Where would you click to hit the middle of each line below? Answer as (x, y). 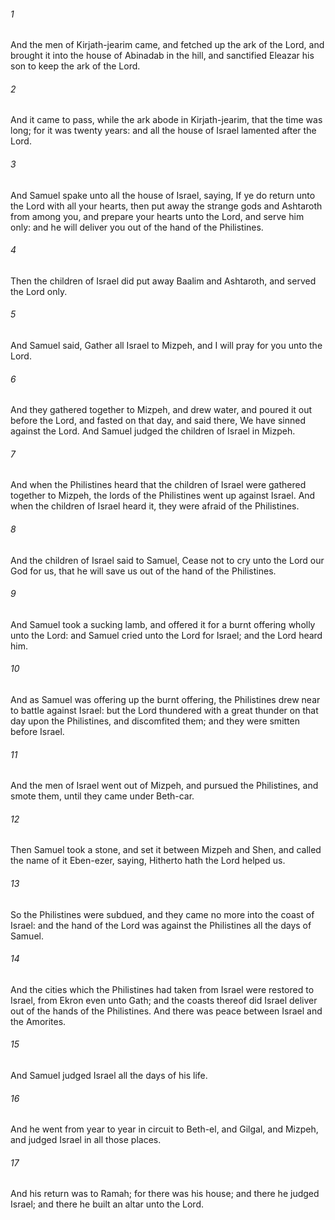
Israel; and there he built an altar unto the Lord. (107, 1204)
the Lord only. (39, 291)
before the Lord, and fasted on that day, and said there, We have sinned (158, 421)
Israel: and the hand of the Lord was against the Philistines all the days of (161, 925)
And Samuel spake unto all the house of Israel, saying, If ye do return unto (163, 195)
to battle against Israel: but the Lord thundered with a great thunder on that (164, 711)
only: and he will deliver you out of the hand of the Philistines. (137, 227)
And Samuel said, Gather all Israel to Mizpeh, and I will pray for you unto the (166, 346)
